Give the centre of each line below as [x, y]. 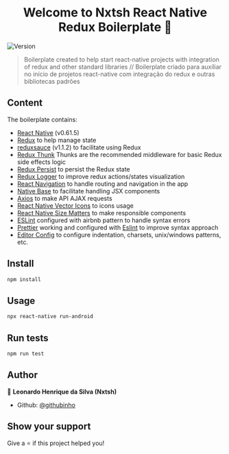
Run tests [28, 338]
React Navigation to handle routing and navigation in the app [103, 184]
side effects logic [41, 162]
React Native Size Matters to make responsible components [101, 213]
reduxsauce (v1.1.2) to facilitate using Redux [79, 147]
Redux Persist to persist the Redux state [73, 169]
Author [22, 375]
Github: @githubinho [46, 405]
